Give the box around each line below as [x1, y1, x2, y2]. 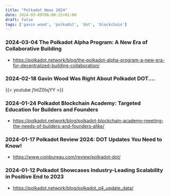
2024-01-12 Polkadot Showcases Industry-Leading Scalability [5, 167, 163, 174]
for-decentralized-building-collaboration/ [12, 62, 100, 68]
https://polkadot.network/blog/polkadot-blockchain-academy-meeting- [12, 117, 164, 124]
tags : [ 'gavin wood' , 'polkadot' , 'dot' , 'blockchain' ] [5, 22, 127, 27]
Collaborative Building [5, 45, 62, 52]
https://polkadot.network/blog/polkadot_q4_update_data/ [12, 185, 134, 191]
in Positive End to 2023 [5, 173, 64, 180]
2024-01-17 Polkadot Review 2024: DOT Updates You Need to [5, 136, 162, 143]
